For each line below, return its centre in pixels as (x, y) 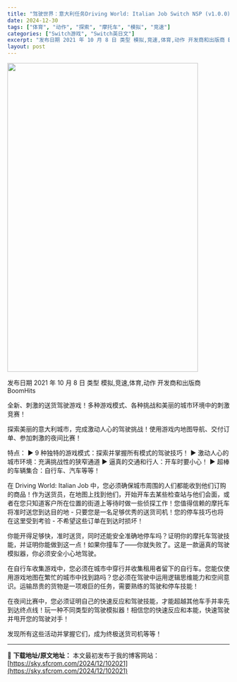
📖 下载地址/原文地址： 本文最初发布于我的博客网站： (84, 655)
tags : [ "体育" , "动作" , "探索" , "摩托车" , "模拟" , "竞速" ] (89, 27)
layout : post (26, 47)
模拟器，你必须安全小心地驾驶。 (54, 554)
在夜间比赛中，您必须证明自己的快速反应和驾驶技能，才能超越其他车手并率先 (119, 601)
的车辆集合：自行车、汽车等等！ (54, 471)
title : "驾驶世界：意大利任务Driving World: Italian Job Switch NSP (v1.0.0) (119, 14)
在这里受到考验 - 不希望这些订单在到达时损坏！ (75, 521)
